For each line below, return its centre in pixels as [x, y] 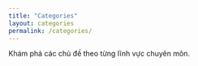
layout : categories [41, 23]
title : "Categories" [43, 16]
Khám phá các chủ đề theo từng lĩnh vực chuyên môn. [99, 54]
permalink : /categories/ [50, 31]
